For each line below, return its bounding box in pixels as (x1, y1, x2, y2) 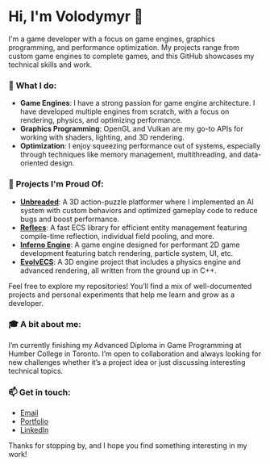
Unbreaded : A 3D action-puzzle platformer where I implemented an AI (19, 197, 254, 207)
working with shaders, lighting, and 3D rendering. (19, 132, 185, 142)
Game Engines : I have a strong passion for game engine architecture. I (19, 98, 255, 108)
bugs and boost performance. (19, 214, 119, 224)
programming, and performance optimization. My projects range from (8, 42, 240, 52)
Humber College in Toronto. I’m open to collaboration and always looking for (8, 349, 262, 358)
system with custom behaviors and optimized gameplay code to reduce (19, 205, 258, 215)
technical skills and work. (8, 60, 93, 69)
